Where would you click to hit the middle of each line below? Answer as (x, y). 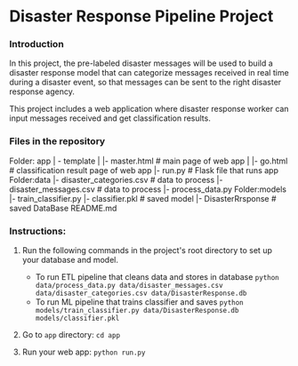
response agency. (42, 91)
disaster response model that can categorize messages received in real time (149, 73)
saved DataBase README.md (63, 208)
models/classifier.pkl (77, 318)
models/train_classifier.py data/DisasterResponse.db (137, 311)
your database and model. (70, 260)
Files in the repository (57, 141)
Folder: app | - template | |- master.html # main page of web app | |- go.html (149, 161)
